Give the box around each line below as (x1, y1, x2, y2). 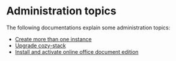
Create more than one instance (14, 35, 92, 42)
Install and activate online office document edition (14, 48, 139, 55)
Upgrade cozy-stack (14, 42, 66, 49)
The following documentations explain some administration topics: (6, 24, 171, 31)
